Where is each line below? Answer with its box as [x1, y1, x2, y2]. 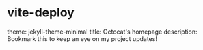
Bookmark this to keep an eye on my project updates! [7, 34, 157, 42]
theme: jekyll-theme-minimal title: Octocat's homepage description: [7, 27, 198, 36]
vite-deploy [7, 5, 75, 21]
